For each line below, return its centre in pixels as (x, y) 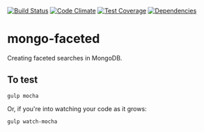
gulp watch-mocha (32, 122)
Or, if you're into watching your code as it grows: (77, 108)
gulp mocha (23, 96)
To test (23, 80)
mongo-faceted (54, 39)
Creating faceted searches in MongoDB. (65, 58)
